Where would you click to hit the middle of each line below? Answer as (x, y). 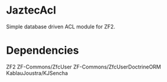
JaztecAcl (31, 10)
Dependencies (42, 50)
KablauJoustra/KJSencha (37, 73)
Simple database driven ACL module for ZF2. (61, 27)
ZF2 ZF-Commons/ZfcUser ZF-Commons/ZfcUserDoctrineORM (83, 67)
